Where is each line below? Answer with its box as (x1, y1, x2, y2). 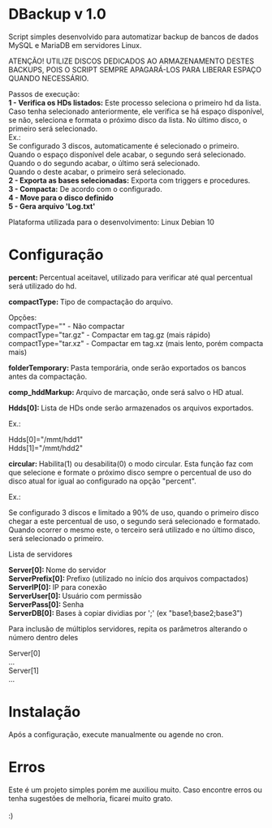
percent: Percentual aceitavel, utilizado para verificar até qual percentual (8, 272, 253, 282)
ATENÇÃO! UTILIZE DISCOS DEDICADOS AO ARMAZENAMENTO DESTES (8, 56, 254, 66)
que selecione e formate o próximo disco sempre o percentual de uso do (8, 467, 252, 477)
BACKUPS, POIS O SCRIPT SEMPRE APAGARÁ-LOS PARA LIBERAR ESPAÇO (8, 64, 262, 74)
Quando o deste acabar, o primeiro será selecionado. (8, 167, 187, 176)
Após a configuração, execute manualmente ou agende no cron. (8, 729, 224, 739)
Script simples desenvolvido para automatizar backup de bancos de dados (8, 32, 259, 41)
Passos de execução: (8, 89, 80, 98)
